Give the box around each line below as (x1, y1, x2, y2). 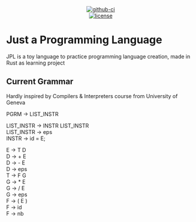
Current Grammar (6, 77, 74, 87)
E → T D (6, 146, 26, 153)
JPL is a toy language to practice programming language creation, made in (6, 53, 191, 60)
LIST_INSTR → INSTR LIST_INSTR (6, 122, 89, 129)
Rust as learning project (6, 59, 65, 66)
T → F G (6, 172, 26, 179)
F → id (6, 203, 22, 211)
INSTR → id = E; (6, 135, 46, 142)
